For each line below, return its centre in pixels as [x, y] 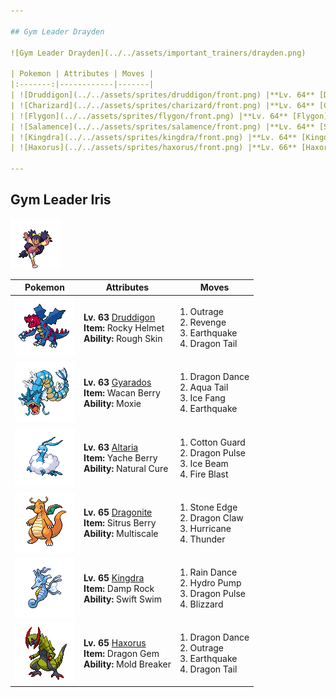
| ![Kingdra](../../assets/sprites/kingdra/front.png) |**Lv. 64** [154, 137]
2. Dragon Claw [211, 517]
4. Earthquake [208, 409]
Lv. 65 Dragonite [118, 512]
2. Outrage [202, 648]
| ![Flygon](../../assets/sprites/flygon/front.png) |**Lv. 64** [149, 116]
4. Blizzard [201, 604]
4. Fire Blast [204, 474]
